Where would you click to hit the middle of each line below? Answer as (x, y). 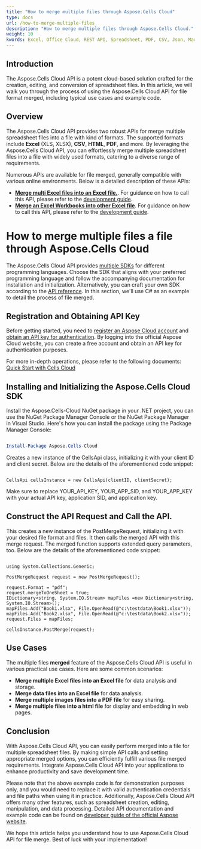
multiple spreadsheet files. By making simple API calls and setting (87, 752)
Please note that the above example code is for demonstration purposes (95, 783)
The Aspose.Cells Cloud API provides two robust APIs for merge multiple (96, 131)
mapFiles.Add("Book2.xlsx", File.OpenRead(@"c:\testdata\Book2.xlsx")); (99, 613)
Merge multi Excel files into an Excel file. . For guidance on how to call (102, 192)
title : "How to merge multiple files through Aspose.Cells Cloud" (91, 12)
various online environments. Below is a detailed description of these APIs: (98, 181)
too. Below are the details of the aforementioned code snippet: (83, 550)
